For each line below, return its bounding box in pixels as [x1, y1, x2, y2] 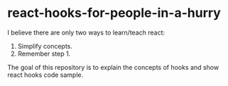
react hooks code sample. [7, 70, 84, 79]
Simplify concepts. [17, 42, 73, 50]
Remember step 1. [17, 49, 71, 58]
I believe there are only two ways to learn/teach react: [7, 28, 165, 37]
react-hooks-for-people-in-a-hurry [7, 5, 222, 21]
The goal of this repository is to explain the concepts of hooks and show [7, 63, 219, 71]
